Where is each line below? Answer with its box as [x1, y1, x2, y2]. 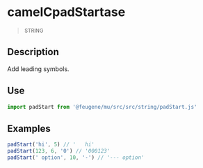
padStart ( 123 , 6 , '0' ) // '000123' [7, 148, 111, 155]
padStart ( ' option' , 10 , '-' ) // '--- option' [7, 154, 145, 161]
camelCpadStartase [7, 4, 126, 20]
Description [7, 46, 59, 58]
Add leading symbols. [7, 64, 70, 73]
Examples [7, 123, 51, 135]
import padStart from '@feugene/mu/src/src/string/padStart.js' [7, 103, 197, 110]
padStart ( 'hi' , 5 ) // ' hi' [7, 141, 95, 148]
